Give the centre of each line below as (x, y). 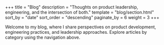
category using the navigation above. (43, 37)
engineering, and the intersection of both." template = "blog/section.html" (80, 12)
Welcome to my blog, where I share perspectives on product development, (81, 27)
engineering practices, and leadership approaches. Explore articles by (76, 32)
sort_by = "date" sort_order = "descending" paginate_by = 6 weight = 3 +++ (82, 17)
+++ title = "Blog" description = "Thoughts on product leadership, (72, 7)
